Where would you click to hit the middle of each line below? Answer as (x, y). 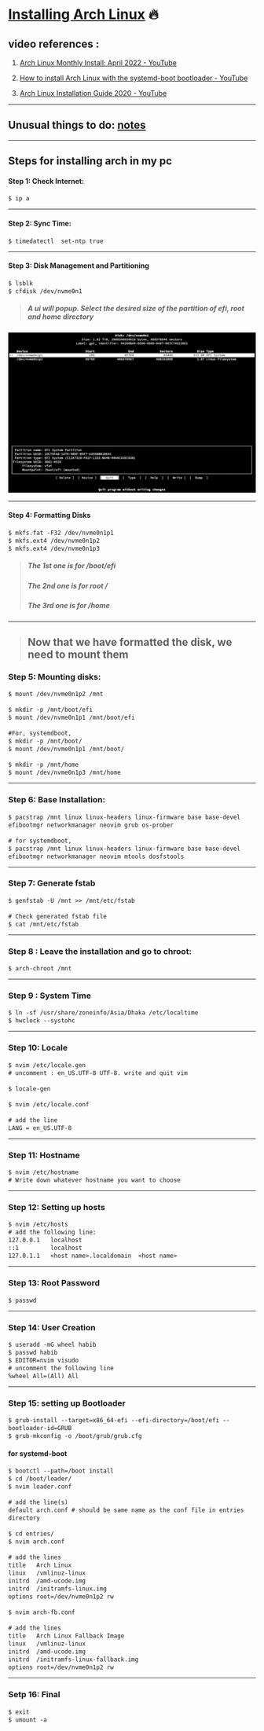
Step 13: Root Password (54, 1283)
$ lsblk (21, 283)
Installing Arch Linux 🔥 (84, 15)
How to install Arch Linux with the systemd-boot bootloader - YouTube (134, 78)
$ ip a (19, 199)
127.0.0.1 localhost (45, 1240)
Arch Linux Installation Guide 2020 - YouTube (93, 93)
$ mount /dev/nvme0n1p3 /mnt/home (65, 773)
